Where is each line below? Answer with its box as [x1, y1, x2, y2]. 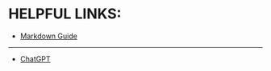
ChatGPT [19, 53, 51, 64]
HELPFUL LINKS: [8, 5, 122, 23]
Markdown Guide [19, 31, 78, 41]
